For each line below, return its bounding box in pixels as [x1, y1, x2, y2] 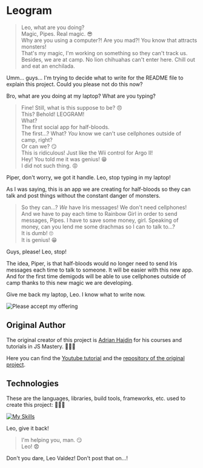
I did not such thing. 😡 [21, 162, 78, 169]
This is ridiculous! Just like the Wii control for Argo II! [21, 149, 153, 156]
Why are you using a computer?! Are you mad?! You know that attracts [21, 36, 198, 44]
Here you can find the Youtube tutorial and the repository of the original [6, 354, 185, 361]
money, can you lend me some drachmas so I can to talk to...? [21, 222, 176, 230]
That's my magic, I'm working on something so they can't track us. [21, 49, 188, 56]
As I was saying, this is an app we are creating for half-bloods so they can [6, 186, 191, 193]
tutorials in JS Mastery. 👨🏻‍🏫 [6, 343, 76, 350]
